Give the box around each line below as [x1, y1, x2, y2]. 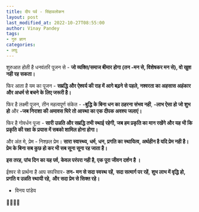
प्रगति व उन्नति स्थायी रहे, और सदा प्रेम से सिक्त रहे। [6, 175, 100, 182]
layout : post [6, 14, 39, 20]
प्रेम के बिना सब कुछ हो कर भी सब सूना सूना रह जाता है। [6, 144, 108, 151]
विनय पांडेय [14, 186, 36, 194]
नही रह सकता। [6, 70, 36, 77]
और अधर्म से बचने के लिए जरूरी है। [6, 88, 71, 96]
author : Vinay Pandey [6, 25, 60, 31]
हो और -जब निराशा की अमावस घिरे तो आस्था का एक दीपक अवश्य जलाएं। [6, 107, 143, 115]
